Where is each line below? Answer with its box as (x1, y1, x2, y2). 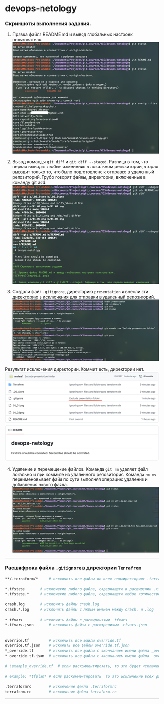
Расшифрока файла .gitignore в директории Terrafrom (5, 564, 141, 571)
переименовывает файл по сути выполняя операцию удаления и (12, 476, 148, 482)
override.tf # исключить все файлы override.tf (5, 638, 121, 643)
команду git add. (12, 179, 47, 186)
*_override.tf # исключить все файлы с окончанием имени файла (5, 648, 150, 653)
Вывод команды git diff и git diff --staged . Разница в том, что (12, 159, 149, 165)
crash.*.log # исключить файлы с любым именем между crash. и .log (5, 607, 154, 612)
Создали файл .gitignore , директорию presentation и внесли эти (12, 289, 149, 295)
